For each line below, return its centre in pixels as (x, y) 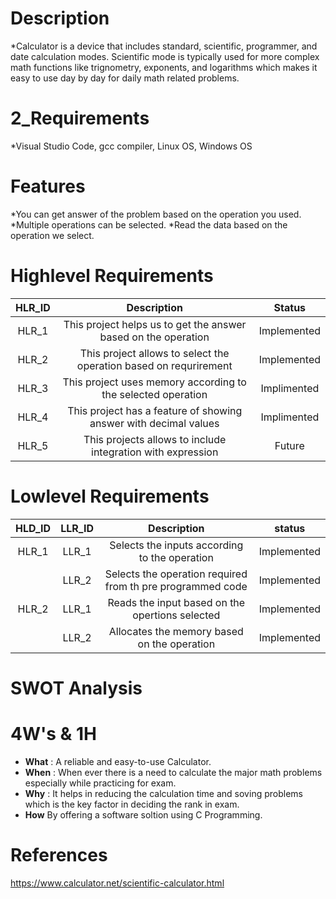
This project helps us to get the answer (155, 324)
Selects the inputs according (176, 545)
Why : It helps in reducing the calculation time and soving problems (163, 793)
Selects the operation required (176, 574)
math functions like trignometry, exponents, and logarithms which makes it (164, 67)
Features (48, 186)
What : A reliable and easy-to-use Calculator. (118, 761)
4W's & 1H (54, 734)
